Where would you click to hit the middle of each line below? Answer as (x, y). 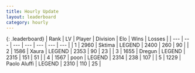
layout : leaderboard (31, 17)
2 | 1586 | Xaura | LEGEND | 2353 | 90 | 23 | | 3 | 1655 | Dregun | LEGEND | (96, 51)
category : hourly (27, 22)
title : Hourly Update (32, 11)
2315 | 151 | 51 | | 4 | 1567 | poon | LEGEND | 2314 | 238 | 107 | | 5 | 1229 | (94, 58)
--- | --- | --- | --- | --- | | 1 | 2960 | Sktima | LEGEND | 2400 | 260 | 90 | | (101, 45)
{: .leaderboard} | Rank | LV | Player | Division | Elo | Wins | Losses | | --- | (95, 39)
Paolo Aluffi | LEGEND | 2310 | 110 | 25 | (54, 64)
